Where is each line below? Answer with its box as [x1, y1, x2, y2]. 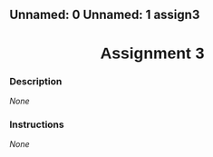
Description [9, 74, 63, 87]
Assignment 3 [100, 44, 205, 63]
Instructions [9, 118, 65, 131]
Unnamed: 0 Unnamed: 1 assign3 [9, 7, 200, 23]
